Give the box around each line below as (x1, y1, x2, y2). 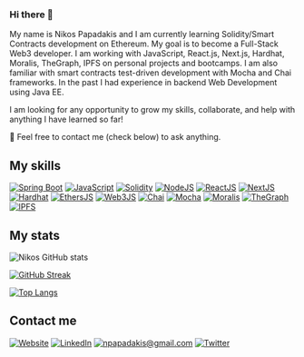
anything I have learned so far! (9, 114, 124, 125)
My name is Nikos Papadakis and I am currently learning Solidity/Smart (9, 29, 275, 40)
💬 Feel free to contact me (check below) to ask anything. (9, 132, 221, 143)
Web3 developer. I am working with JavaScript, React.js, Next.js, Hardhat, (9, 48, 285, 59)
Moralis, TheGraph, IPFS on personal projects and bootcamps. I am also (9, 58, 279, 69)
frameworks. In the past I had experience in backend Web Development (9, 77, 278, 88)
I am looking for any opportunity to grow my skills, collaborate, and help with (9, 104, 296, 115)
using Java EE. (9, 86, 64, 98)
